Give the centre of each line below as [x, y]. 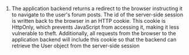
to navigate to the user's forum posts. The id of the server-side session [97, 15]
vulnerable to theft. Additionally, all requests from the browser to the [94, 33]
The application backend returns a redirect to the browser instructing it [97, 8]
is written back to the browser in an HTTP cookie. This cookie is [88, 21]
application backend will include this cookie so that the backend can [94, 39]
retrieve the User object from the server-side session [75, 46]
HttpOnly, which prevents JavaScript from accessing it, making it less [95, 27]
